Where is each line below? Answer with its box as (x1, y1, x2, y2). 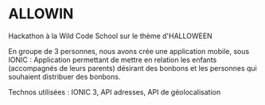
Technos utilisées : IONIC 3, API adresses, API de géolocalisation (8, 87, 221, 96)
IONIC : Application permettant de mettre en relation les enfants (8, 55, 217, 64)
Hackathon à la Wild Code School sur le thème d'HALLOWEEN (8, 31, 212, 41)
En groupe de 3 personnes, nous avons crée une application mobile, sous (8, 46, 250, 56)
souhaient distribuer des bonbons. (8, 72, 121, 81)
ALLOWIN (8, 5, 74, 23)
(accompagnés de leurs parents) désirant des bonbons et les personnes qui (8, 63, 257, 72)
